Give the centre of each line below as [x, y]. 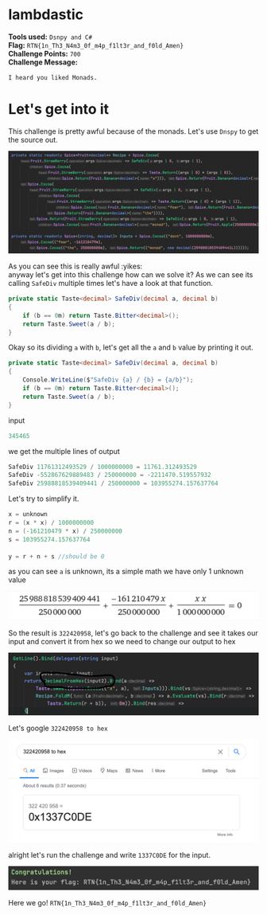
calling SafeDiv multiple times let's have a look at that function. [110, 283]
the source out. [33, 139]
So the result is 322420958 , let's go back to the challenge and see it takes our [133, 633]
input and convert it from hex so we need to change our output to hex [122, 642]
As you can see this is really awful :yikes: [75, 266]
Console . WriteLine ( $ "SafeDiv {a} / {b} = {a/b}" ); [108, 380]
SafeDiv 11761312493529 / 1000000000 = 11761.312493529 [103, 467]
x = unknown [28, 514]
